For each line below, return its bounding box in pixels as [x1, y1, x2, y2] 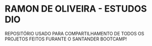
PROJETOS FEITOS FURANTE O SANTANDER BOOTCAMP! [5, 36, 127, 42]
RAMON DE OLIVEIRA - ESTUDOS [5, 3, 147, 15]
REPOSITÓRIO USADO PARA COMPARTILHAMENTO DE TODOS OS [5, 30, 144, 36]
